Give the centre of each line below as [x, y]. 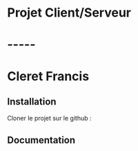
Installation [32, 101]
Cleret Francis [48, 76]
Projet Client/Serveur [69, 13]
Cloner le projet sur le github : [49, 118]
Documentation [41, 140]
